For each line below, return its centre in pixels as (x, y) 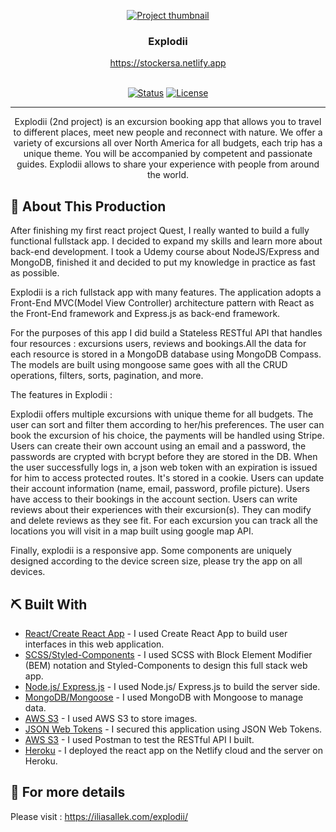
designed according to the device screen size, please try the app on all (156, 561)
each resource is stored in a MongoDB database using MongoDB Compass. (166, 354)
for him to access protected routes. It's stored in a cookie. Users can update (167, 478)
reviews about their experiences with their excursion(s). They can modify (161, 510)
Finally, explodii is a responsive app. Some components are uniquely (151, 551)
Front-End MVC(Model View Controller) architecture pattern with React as (162, 303)
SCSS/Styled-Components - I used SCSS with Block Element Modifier (168, 654)
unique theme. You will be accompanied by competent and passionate (168, 154)
